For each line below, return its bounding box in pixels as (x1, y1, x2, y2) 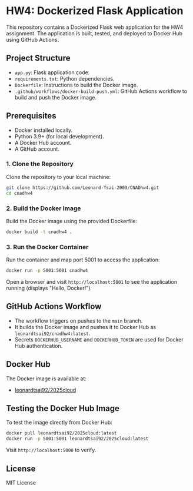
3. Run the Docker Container (6, 243, 89, 251)
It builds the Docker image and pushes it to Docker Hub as (14, 323, 157, 330)
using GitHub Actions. (6, 36, 59, 43)
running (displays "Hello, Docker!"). (6, 284, 92, 291)
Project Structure (6, 53, 71, 63)
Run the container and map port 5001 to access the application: (6, 256, 160, 263)
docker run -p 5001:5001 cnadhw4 (6, 268, 88, 274)
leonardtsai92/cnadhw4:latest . (14, 330, 91, 337)
